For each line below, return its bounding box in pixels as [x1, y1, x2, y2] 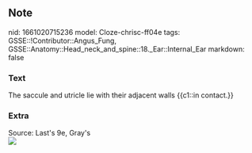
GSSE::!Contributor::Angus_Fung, [8, 36, 117, 45]
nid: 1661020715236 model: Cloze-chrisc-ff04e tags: [8, 27, 181, 36]
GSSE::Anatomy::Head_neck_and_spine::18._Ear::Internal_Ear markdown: [8, 44, 245, 54]
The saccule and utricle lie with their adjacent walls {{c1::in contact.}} [8, 90, 234, 100]
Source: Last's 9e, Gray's [8, 128, 91, 138]
